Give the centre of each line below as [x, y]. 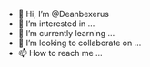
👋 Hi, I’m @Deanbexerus [63, 14]
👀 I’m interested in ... [56, 24]
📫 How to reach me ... [60, 53]
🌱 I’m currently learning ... [66, 33]
